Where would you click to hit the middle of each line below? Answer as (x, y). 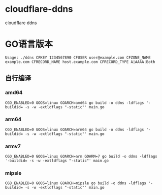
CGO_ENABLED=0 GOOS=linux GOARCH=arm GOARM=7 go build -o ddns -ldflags (81, 157)
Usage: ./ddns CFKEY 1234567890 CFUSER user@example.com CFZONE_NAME (78, 58)
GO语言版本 (29, 44)
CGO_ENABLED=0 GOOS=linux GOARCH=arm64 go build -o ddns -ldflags (75, 130)
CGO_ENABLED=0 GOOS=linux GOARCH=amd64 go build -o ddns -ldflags (75, 103)
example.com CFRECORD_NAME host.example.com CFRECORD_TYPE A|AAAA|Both (80, 62)
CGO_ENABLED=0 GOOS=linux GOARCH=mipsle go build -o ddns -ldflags (76, 183)
